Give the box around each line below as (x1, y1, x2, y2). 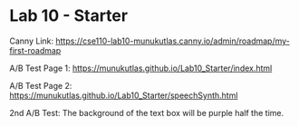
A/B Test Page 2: (9, 80, 72, 91)
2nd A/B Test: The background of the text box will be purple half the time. (9, 107, 284, 118)
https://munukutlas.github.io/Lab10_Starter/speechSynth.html (9, 90, 238, 101)
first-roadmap (9, 44, 62, 55)
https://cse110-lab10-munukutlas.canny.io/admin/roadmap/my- (55, 35, 290, 46)
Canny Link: (9, 35, 54, 46)
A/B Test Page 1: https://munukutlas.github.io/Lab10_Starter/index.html (9, 63, 273, 73)
